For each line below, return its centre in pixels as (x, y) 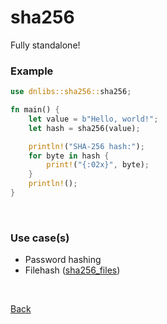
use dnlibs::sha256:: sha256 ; (71, 92)
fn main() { (35, 110)
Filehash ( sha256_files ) (72, 270)
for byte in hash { (69, 156)
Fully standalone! (45, 45)
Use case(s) (40, 238)
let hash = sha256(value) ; (84, 128)
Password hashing (63, 260)
